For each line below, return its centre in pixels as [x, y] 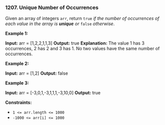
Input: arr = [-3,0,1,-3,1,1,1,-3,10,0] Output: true [53, 93]
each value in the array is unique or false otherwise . [60, 24]
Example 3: [17, 83]
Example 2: [17, 64]
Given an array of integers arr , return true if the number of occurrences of [82, 19]
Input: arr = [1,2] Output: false [37, 73]
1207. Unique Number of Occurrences [52, 8]
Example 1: [17, 34]
